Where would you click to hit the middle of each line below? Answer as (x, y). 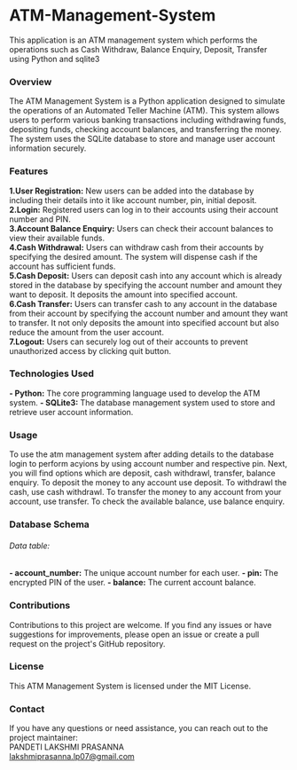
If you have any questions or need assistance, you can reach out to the (139, 728)
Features (29, 171)
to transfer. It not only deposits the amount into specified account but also (144, 322)
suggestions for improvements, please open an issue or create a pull (134, 634)
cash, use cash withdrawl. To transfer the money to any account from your (145, 492)
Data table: (30, 546)
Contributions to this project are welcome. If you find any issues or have (141, 625)
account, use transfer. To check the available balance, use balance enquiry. (147, 501)
